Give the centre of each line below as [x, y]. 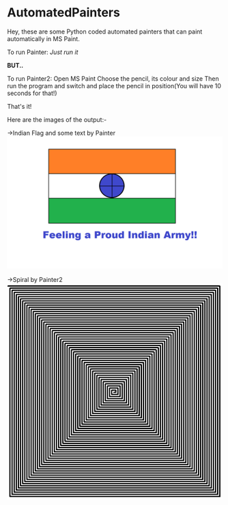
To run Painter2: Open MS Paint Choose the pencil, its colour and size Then [113, 78]
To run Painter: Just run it [43, 52]
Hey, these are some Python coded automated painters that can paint [105, 31]
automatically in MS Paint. [43, 38]
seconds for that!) [32, 93]
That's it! [19, 106]
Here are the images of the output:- [57, 119]
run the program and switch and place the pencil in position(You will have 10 [114, 86]
